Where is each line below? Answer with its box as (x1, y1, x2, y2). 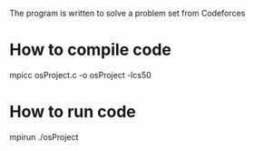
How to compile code (9, 40, 172, 60)
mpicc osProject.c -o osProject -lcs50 (9, 69, 151, 80)
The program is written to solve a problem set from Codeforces (9, 8, 246, 18)
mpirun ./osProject (9, 131, 79, 142)
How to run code (9, 102, 136, 122)
